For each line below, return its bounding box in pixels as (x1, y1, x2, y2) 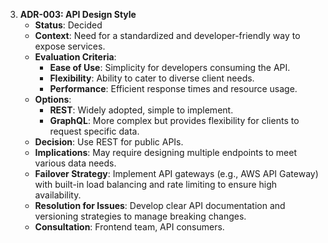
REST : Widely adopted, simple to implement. (49, 104, 234, 116)
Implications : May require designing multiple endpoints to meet (34, 147, 298, 158)
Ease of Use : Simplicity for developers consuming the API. (49, 62, 291, 73)
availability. (34, 189, 82, 201)
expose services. (34, 40, 106, 52)
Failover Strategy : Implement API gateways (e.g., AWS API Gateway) (34, 168, 319, 179)
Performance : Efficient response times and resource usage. (49, 83, 298, 94)
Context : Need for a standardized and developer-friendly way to (34, 30, 301, 41)
